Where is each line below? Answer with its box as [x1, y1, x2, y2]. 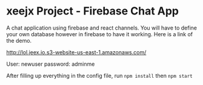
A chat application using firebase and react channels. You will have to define [6, 24, 197, 31]
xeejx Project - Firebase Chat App [6, 4, 179, 18]
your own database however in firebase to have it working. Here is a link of [6, 30, 193, 37]
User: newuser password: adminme [6, 60, 95, 68]
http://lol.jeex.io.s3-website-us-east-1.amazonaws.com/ [6, 48, 147, 55]
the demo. [6, 37, 32, 44]
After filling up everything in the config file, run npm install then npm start [6, 72, 193, 79]
